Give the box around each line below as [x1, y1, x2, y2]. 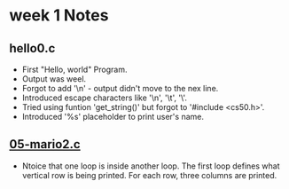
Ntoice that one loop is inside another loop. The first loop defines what [21, 161, 280, 171]
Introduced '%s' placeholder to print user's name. [21, 112, 204, 122]
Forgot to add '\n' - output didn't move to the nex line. [21, 83, 219, 93]
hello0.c [9, 41, 56, 56]
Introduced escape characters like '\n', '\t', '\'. [21, 92, 188, 103]
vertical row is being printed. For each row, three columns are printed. [21, 169, 277, 180]
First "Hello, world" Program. [21, 64, 128, 75]
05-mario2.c [9, 137, 82, 152]
